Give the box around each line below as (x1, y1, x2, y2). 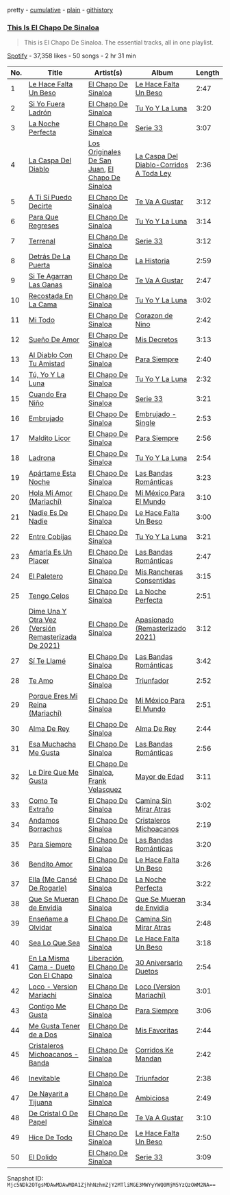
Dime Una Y (28, 607, 67, 616)
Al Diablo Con (28, 350, 73, 360)
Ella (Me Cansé (28, 875, 77, 884)
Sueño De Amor (28, 335, 80, 345)
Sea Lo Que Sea (28, 939, 81, 948)
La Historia (135, 256, 170, 266)
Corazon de (135, 311, 173, 321)
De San (88, 156, 112, 165)
